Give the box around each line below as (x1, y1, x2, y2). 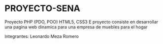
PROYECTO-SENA (4, 3, 81, 14)
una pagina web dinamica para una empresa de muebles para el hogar (4, 24, 148, 29)
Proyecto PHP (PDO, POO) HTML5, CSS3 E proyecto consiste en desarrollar (4, 19, 159, 25)
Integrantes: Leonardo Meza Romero (4, 33, 79, 39)
